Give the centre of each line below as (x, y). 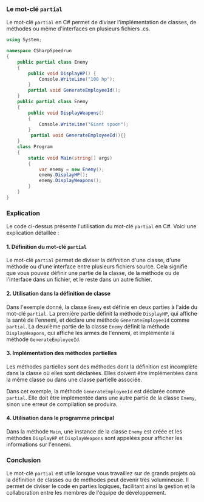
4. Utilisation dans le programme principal (60, 418)
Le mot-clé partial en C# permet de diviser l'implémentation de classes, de (101, 22)
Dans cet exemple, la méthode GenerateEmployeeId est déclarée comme (96, 391)
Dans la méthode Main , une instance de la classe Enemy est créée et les (94, 431)
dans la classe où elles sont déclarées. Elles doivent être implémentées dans (102, 373)
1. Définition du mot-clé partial (46, 246)
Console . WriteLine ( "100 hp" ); (77, 79)
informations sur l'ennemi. (39, 444)
